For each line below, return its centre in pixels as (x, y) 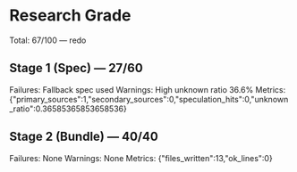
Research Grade (70, 16)
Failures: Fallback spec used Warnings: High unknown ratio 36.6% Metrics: (148, 89)
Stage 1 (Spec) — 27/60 (76, 68)
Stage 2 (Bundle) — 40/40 (84, 137)
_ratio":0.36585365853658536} (68, 109)
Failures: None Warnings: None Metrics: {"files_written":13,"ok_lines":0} (141, 158)
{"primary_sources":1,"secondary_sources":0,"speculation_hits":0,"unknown (149, 99)
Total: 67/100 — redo (48, 40)
